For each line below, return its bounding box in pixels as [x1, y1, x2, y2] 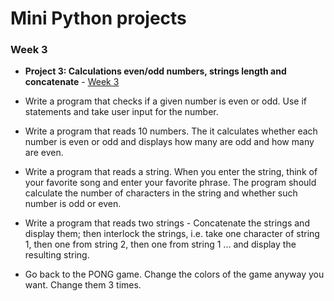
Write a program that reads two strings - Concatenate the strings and [24, 217, 310, 229]
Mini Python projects [10, 7, 187, 30]
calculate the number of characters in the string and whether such [24, 187, 298, 199]
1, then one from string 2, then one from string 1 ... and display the [24, 238, 297, 251]
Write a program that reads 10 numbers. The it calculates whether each [24, 125, 318, 137]
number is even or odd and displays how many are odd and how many [24, 136, 315, 148]
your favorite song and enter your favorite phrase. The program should [24, 177, 317, 189]
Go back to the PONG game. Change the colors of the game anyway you [24, 268, 325, 281]
